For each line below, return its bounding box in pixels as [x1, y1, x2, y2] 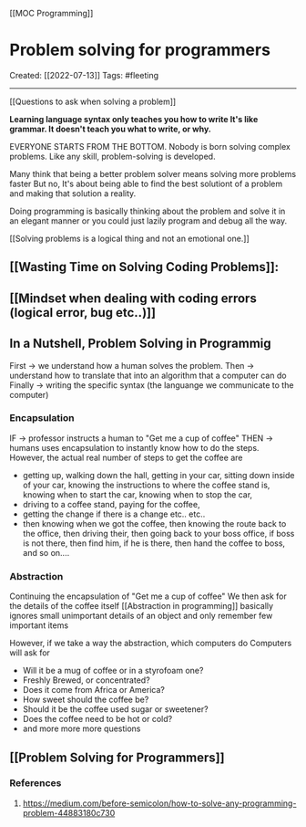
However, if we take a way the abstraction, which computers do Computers [9, 638, 292, 649]
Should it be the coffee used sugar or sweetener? [22, 704, 209, 715]
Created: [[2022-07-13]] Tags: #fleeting [9, 69, 159, 80]
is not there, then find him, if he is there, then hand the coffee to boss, [22, 538, 285, 549]
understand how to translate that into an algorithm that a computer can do [9, 370, 287, 381]
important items [9, 620, 69, 631]
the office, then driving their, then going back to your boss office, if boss [22, 528, 295, 539]
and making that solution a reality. [9, 187, 137, 199]
